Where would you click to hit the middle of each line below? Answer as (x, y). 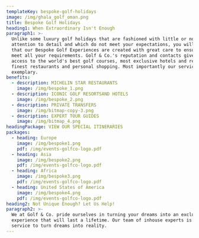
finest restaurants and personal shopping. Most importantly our (94, 66)
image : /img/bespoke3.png (49, 177)
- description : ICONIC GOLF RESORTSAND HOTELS (70, 94)
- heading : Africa (34, 171)
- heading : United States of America (58, 187)
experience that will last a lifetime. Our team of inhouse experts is (102, 220)
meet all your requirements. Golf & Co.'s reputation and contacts (97, 56)
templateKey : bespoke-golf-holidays (51, 12)
